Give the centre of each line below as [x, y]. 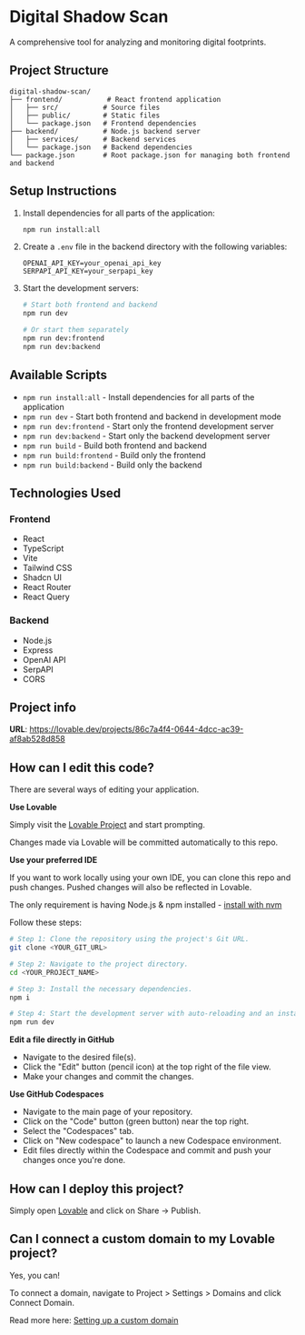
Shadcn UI [42, 577]
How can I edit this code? [82, 767]
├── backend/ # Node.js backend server [105, 131]
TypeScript [43, 548]
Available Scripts [58, 375]
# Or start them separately [75, 330]
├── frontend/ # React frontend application [115, 99]
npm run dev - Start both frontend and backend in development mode [152, 417]
